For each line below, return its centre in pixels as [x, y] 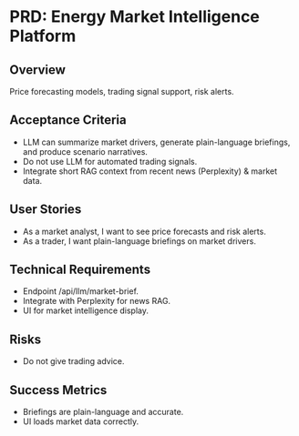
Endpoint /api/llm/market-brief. [81, 291]
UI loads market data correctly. [81, 421]
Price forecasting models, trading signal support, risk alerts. [122, 91]
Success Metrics [58, 390]
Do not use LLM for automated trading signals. [110, 161]
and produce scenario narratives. [85, 151]
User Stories [46, 210]
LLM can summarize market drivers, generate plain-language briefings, [156, 142]
